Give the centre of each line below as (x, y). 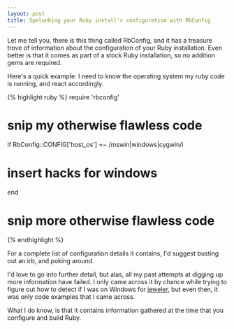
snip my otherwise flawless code (105, 125)
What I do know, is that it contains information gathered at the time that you (115, 310)
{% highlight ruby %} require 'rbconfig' (64, 97)
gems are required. (35, 62)
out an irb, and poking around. (51, 261)
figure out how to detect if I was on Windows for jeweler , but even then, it (113, 289)
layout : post (26, 14)
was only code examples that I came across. (71, 297)
